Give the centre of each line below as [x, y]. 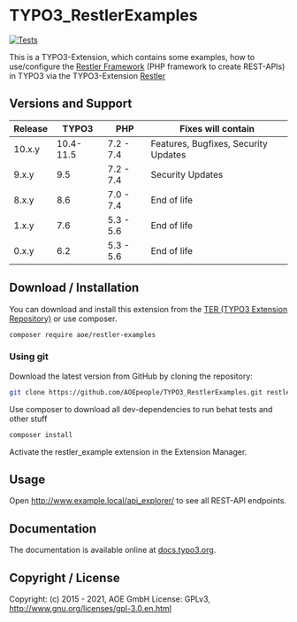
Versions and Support [71, 104]
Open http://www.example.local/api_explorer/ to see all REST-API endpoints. [148, 501]
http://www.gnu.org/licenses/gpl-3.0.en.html [91, 609]
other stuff [28, 419]
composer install [41, 434]
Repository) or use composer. [63, 319]
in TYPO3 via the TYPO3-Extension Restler [88, 75]
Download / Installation [74, 288]
